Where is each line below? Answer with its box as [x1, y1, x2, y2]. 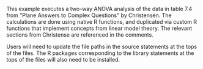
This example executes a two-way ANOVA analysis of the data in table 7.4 [6, 5, 193, 12]
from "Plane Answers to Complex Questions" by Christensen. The [6, 12, 172, 19]
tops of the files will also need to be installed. [6, 56, 120, 63]
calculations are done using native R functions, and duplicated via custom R [6, 18, 197, 25]
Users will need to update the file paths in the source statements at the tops [6, 43, 197, 50]
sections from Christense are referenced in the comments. [6, 31, 154, 38]
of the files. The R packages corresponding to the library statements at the [6, 49, 194, 57]
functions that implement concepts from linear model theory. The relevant [6, 24, 193, 32]
